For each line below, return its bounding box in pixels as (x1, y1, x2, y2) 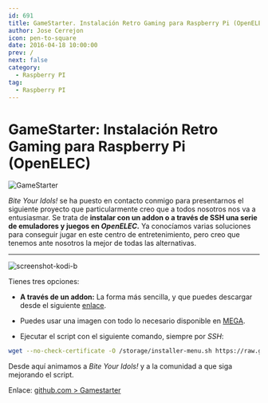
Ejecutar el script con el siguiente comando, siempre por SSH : (19, 332, 224, 342)
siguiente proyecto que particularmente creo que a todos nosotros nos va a (8, 204, 257, 214)
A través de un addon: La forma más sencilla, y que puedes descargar (19, 292, 253, 302)
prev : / (8, 49, 34, 57)
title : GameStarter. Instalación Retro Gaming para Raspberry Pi (8, 19, 230, 27)
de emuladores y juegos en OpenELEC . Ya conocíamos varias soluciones (8, 221, 251, 231)
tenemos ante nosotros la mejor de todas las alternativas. (8, 239, 197, 248)
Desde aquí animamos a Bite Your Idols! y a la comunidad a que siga (8, 362, 233, 371)
